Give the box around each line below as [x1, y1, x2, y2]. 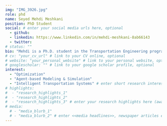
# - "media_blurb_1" [9, 109, 52, 114]
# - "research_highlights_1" [5, 90, 68, 95]
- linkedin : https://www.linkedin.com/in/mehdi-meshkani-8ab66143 [9, 35, 150, 40]
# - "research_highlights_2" [5, 95, 68, 100]
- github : [9, 30, 30, 35]
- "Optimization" [9, 72, 46, 77]
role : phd [5, 12, 26, 17]
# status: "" [5, 44, 32, 49]
